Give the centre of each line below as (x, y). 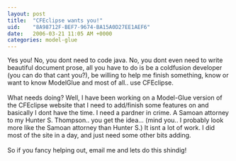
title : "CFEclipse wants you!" (55, 20)
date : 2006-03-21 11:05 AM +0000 (60, 34)
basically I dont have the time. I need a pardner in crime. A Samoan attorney (118, 113)
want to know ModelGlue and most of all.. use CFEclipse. (90, 83)
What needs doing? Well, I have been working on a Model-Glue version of (115, 98)
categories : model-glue (43, 40)
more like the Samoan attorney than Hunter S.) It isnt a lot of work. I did (111, 128)
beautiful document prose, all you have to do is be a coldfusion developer (115, 68)
